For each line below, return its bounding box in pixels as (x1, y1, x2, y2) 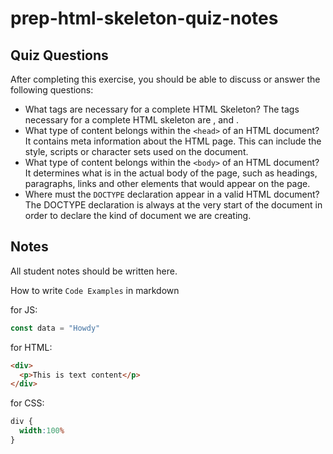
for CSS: (10, 397, 45, 409)
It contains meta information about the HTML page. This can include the (24, 135, 322, 147)
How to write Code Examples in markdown (10, 284, 180, 296)
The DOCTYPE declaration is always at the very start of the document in (24, 199, 323, 211)
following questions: (10, 84, 94, 96)
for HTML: (10, 341, 53, 353)
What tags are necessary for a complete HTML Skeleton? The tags (24, 103, 300, 115)
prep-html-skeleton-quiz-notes (10, 7, 279, 30)
